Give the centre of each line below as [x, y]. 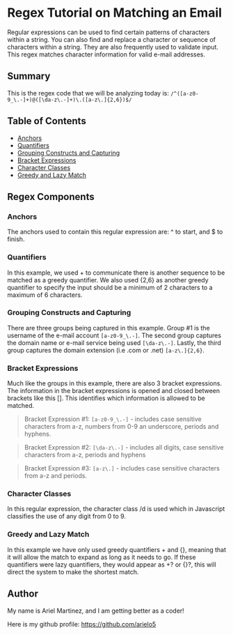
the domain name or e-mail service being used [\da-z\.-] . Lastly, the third [114, 342]
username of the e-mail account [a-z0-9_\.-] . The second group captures [114, 335]
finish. [16, 239]
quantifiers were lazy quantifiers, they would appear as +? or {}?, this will [112, 564]
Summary [29, 76]
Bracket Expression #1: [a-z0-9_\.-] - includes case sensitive [113, 419]
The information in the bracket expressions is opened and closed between [114, 391]
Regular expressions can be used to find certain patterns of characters [109, 32]
